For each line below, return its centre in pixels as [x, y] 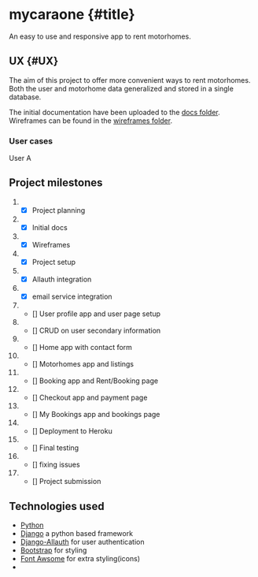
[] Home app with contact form [82, 348]
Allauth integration [62, 279]
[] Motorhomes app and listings [83, 364]
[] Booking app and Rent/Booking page [95, 381]
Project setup [54, 262]
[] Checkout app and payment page [90, 398]
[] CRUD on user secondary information [96, 331]
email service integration [72, 296]
